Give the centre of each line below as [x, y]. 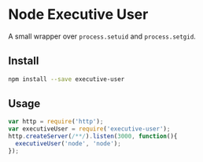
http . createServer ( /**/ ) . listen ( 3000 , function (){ [93, 136]
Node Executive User [78, 15]
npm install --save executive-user [66, 79]
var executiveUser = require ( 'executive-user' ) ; [89, 129]
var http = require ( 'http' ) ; [56, 122]
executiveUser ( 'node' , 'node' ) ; [68, 144]
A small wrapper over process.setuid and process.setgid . [102, 36]
